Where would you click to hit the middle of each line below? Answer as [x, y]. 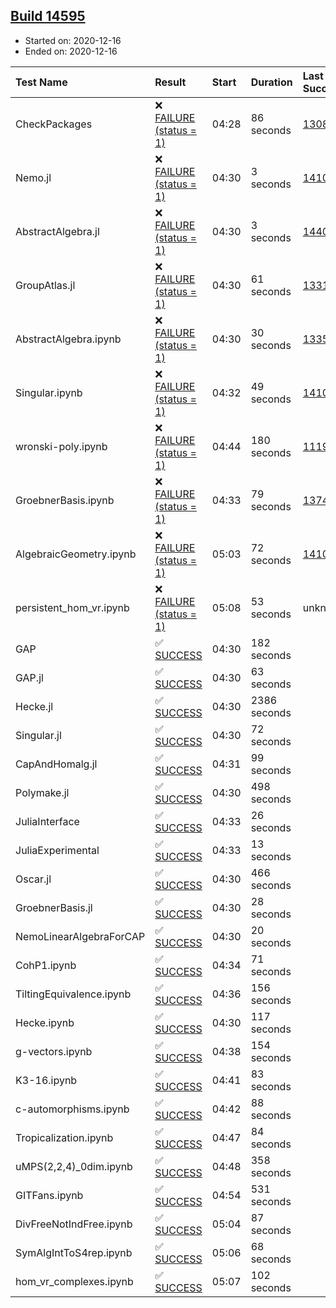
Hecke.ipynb [45, 1022]
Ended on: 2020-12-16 [71, 51]
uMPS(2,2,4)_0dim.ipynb [74, 1166]
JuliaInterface [47, 821]
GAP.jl [29, 677]
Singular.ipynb [49, 392]
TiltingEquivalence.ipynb [73, 994]
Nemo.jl [33, 177]
